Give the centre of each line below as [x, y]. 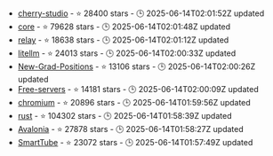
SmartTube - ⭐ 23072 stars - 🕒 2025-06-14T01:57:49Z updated [135, 142]
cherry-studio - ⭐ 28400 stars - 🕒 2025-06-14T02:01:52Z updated [141, 13]
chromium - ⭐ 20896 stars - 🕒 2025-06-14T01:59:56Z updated [134, 102]
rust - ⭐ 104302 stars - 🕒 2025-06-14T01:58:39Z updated [124, 116]
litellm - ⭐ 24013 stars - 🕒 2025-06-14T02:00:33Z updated [127, 53]
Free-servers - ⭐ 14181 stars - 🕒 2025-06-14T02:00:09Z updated [138, 89]
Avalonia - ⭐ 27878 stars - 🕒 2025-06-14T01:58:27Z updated [130, 129]
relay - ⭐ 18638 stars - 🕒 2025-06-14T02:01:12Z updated [123, 40]
